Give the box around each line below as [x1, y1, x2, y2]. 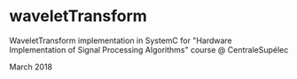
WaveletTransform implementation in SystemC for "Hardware [9, 35, 232, 46]
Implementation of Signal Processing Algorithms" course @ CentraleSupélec [9, 44, 289, 54]
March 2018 [9, 61, 53, 72]
